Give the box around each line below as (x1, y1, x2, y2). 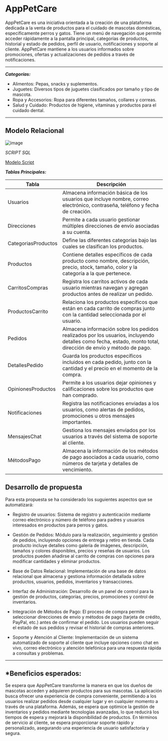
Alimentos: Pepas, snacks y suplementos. (12, 80, 98, 86)
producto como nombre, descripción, (62, 257, 150, 264)
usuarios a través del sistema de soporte (62, 433, 158, 440)
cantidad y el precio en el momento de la (62, 364, 158, 371)
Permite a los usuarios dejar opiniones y (62, 379, 156, 386)
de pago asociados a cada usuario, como (62, 453, 159, 460)
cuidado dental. (12, 107, 45, 113)
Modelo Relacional (5, 126, 64, 135)
